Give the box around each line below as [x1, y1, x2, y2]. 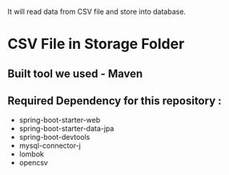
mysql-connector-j [18, 140, 81, 151]
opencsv [18, 158, 49, 168]
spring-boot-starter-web [18, 116, 101, 125]
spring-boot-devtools [18, 132, 90, 142]
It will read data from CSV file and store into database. [7, 7, 186, 16]
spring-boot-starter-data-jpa [18, 124, 114, 133]
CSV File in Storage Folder [7, 35, 185, 53]
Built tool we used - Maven [7, 67, 143, 80]
